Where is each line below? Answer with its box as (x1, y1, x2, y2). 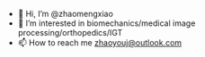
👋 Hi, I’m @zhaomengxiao (17, 9, 114, 19)
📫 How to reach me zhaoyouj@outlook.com (17, 37, 183, 48)
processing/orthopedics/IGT (17, 28, 123, 37)
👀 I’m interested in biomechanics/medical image (17, 18, 196, 28)
